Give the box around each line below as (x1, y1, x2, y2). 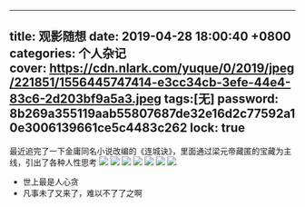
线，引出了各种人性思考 (9, 156, 97, 168)
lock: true (190, 120, 246, 136)
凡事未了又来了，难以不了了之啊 (22, 187, 143, 198)
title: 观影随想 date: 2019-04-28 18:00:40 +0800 (9, 29, 292, 44)
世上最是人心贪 (22, 176, 79, 187)
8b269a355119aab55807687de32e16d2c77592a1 (9, 106, 296, 122)
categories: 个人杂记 (9, 46, 127, 62)
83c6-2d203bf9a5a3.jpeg (9, 92, 162, 107)
